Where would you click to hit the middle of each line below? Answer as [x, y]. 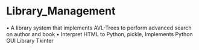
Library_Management [61, 11]
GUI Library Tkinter [30, 40]
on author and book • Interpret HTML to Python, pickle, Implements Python [99, 34]
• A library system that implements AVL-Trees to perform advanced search [99, 28]
